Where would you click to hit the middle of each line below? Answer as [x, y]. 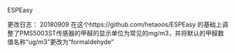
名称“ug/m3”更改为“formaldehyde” [63, 42]
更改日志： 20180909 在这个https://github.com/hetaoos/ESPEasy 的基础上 [115, 24]
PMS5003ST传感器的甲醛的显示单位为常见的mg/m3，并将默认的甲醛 [119, 33]
